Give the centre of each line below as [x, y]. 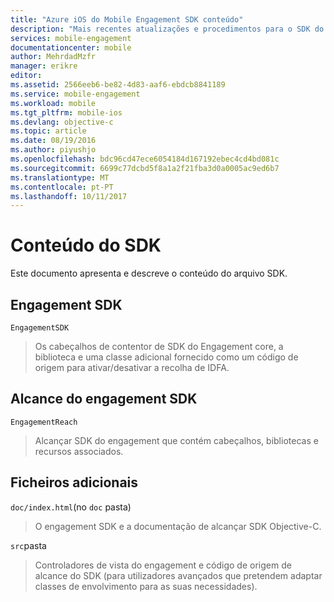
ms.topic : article [48, 131]
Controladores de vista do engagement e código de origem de [163, 565]
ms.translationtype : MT [60, 177]
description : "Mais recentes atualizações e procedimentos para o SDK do [167, 29]
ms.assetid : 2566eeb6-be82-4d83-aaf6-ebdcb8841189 [118, 85]
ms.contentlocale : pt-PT [62, 187]
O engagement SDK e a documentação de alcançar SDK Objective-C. [178, 526]
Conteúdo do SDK [86, 245]
